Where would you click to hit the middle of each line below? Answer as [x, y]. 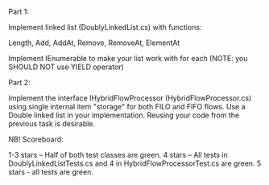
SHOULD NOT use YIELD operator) [66, 67]
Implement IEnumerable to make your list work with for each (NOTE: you [128, 58]
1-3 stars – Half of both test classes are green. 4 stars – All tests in [118, 155]
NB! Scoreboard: [36, 139]
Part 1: [19, 12]
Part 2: [19, 82]
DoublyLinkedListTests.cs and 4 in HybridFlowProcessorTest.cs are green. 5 [135, 163]
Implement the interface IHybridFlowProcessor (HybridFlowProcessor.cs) [130, 98]
